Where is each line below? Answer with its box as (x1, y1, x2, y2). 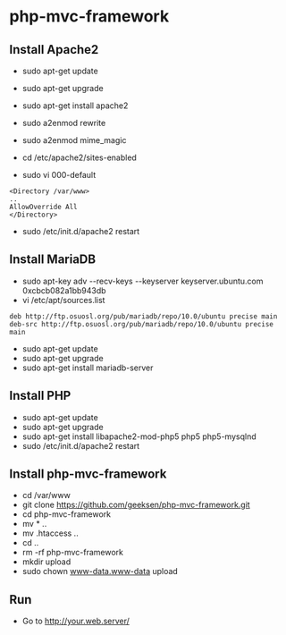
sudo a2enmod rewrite (21, 118, 106, 128)
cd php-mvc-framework (21, 509, 112, 520)
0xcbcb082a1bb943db (21, 284, 106, 296)
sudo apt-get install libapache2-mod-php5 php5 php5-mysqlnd (21, 431, 257, 442)
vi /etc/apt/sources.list (21, 294, 105, 305)
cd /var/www (21, 490, 71, 501)
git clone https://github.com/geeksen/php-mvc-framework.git (21, 499, 250, 511)
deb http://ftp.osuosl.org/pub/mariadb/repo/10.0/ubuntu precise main (9, 311, 278, 321)
